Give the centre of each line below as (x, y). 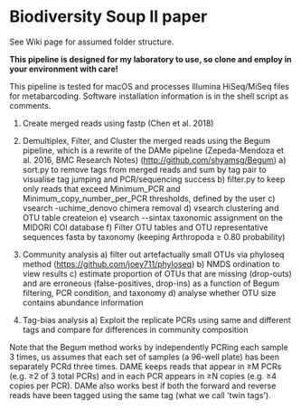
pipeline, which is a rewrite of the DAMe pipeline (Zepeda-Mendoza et (153, 150)
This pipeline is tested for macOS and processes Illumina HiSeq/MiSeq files (150, 86)
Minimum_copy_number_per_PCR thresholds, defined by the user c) (149, 198)
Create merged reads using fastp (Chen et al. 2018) (118, 123)
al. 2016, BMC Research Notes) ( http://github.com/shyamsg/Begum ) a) (154, 159)
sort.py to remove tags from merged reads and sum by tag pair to (144, 169)
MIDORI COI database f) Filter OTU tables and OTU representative (145, 227)
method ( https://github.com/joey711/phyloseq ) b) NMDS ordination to (151, 263)
